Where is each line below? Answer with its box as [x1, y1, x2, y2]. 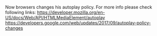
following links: [5, 9, 36, 15]
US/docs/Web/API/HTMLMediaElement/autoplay [5, 15, 105, 20]
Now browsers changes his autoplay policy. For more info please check [5, 4, 152, 10]
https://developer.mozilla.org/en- [36, 9, 105, 15]
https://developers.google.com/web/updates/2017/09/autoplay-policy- [5, 20, 151, 26]
